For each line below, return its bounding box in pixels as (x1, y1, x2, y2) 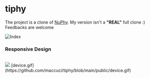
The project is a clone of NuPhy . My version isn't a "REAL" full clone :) (5, 19, 145, 25)
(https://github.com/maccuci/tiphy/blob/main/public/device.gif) (5, 67, 131, 73)
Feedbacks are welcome (5, 24, 54, 30)
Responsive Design (5, 46, 52, 52)
